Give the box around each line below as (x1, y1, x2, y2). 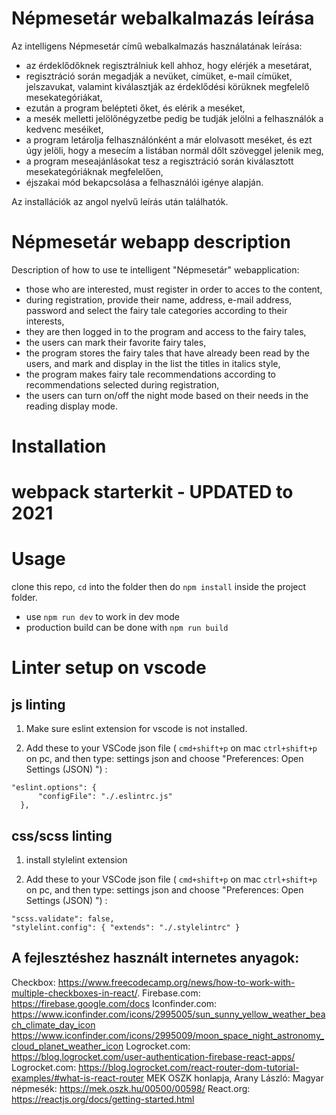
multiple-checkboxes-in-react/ (11, 987, 138, 999)
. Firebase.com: (137, 987, 201, 999)
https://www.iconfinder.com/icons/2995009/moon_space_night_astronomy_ (11, 1029, 325, 1041)
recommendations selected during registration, (25, 378, 220, 391)
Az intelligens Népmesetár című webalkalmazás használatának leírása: (11, 40, 303, 52)
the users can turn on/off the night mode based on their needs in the (25, 389, 309, 401)
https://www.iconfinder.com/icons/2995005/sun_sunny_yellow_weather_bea (11, 1008, 326, 1020)
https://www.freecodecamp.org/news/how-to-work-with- (57, 976, 296, 988)
